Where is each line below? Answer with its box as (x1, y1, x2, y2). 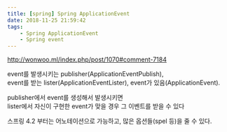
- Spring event (20, 36, 64, 43)
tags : (7, 23, 23, 30)
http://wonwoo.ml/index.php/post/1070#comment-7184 (7, 55, 167, 64)
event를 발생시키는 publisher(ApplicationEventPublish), (7, 70, 164, 78)
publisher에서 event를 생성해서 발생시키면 (7, 94, 124, 102)
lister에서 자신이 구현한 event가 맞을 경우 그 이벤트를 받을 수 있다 (7, 102, 185, 110)
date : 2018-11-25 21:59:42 (7, 17, 86, 24)
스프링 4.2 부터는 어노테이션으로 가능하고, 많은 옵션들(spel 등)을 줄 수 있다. (7, 117, 212, 126)
